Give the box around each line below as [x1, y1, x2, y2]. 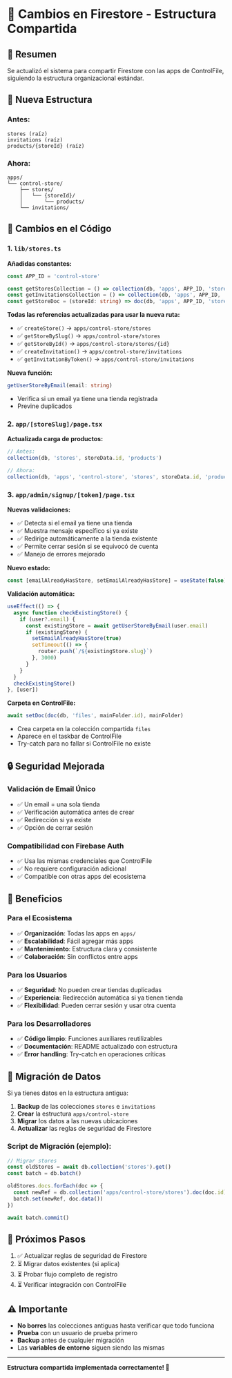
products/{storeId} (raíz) [7, 142, 85, 149]
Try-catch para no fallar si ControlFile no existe [17, 739, 151, 748]
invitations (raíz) [7, 136, 64, 144]
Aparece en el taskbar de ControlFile [17, 732, 122, 741]
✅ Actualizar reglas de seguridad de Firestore [17, 1252, 147, 1260]
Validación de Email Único [7, 784, 96, 794]
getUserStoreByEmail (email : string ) [7, 382, 113, 389]
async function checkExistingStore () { [13, 609, 128, 617]
